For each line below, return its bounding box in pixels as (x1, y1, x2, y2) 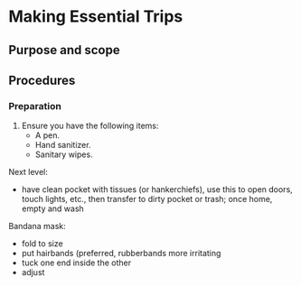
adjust (21, 267, 45, 278)
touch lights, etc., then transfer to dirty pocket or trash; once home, (21, 194, 273, 205)
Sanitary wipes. (34, 149, 93, 160)
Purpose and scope (8, 42, 120, 58)
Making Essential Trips (8, 6, 183, 27)
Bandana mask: (8, 221, 67, 232)
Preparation (8, 99, 62, 112)
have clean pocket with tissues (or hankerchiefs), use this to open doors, (21, 184, 293, 195)
